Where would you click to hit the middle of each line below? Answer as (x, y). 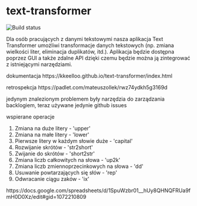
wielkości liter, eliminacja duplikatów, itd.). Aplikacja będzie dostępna (90, 51)
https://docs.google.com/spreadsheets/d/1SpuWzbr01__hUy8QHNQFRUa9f (99, 190)
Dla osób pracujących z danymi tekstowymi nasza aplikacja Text (85, 39)
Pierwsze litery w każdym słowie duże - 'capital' (74, 141)
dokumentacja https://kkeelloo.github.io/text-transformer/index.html (89, 76)
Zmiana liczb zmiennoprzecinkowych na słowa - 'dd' (79, 166)
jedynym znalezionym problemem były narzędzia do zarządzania (85, 99)
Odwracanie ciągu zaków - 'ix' (52, 179)
